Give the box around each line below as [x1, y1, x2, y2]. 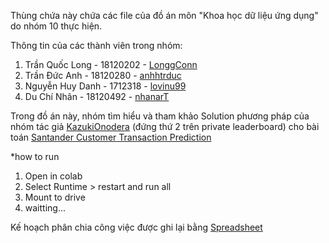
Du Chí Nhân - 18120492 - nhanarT [24, 91, 170, 102]
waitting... [24, 202, 67, 214]
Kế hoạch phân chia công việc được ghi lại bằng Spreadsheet [10, 221, 263, 233]
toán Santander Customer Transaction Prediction [10, 131, 212, 143]
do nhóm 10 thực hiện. [10, 20, 103, 32]
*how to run [10, 151, 60, 162]
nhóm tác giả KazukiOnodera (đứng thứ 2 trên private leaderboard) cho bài [10, 121, 320, 132]
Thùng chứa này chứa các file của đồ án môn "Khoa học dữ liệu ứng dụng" [10, 10, 319, 21]
